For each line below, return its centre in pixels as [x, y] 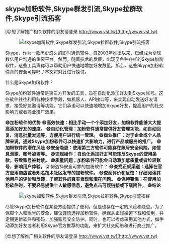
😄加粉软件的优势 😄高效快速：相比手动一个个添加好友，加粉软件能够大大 [81, 123]
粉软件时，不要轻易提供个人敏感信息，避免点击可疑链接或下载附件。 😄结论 [83, 185]
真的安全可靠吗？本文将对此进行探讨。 [49, 71]
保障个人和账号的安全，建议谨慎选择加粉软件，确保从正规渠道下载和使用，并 [84, 213]
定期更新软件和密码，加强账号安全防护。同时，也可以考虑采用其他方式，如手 [84, 219]
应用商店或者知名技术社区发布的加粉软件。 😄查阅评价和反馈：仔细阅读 [83, 173]
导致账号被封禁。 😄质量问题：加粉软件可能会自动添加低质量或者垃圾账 [87, 160]
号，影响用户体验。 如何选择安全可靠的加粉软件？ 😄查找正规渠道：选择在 [81, 166]
